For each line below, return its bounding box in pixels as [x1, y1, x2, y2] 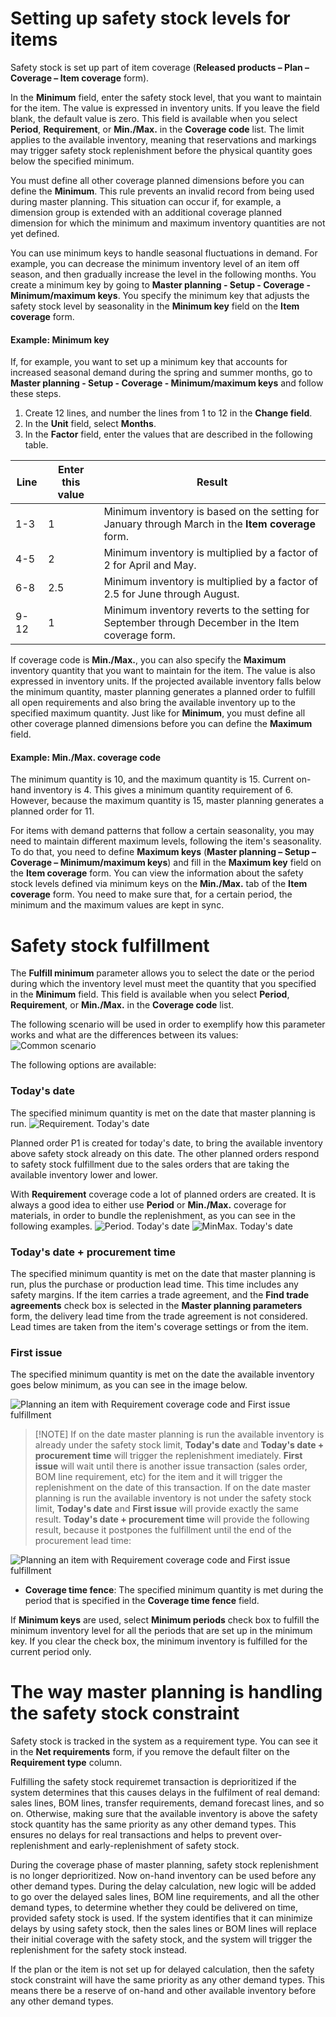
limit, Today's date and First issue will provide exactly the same [34, 1503, 299, 1515]
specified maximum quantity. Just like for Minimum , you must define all [10, 707, 306, 719]
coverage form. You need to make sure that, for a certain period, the [10, 888, 293, 901]
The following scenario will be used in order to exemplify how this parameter [10, 1018, 326, 1031]
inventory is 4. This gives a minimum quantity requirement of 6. [33, 784, 293, 796]
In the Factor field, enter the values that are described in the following [24, 428, 313, 441]
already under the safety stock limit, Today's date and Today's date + [34, 1439, 325, 1451]
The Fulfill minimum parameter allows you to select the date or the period [10, 967, 315, 979]
